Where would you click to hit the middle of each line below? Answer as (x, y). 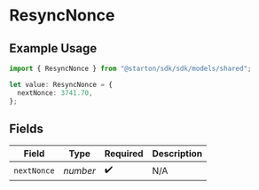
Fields (27, 128)
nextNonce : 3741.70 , (55, 93)
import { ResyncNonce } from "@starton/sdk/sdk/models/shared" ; (130, 68)
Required (124, 154)
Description (177, 154)
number (79, 170)
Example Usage (53, 48)
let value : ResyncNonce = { (61, 84)
